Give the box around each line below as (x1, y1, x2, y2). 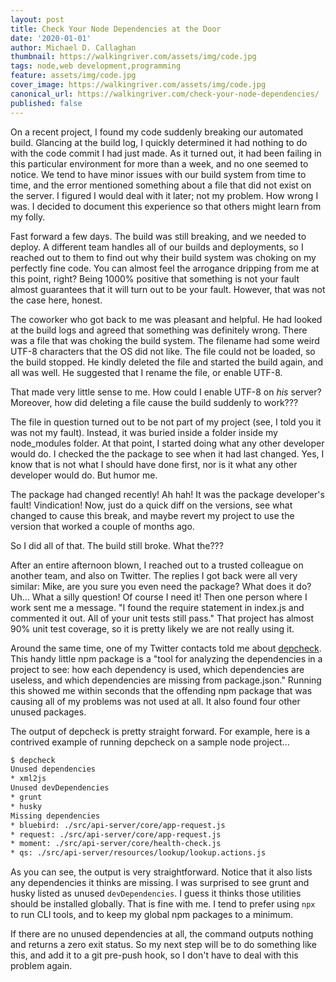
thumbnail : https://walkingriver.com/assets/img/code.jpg (10, 52, 257, 62)
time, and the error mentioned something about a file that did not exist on (10, 179, 312, 191)
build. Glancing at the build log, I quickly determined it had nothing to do (10, 136, 308, 148)
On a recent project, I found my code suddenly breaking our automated (10, 126, 304, 138)
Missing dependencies (10, 811, 101, 821)
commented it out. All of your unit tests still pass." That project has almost (10, 612, 315, 624)
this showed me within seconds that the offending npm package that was (10, 684, 313, 696)
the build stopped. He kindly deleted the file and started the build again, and (10, 356, 324, 368)
